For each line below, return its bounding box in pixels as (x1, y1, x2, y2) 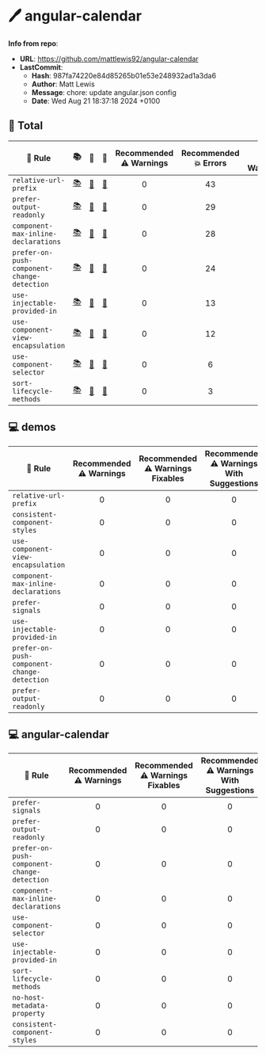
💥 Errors (193, 157, 227, 168)
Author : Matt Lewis (31, 79, 95, 89)
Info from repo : (8, 38, 59, 48)
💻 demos (8, 421, 57, 434)
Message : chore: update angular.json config (31, 87, 177, 97)
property (12, 1009, 45, 1019)
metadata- (12, 1001, 49, 1011)
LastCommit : (19, 62, 63, 72)
